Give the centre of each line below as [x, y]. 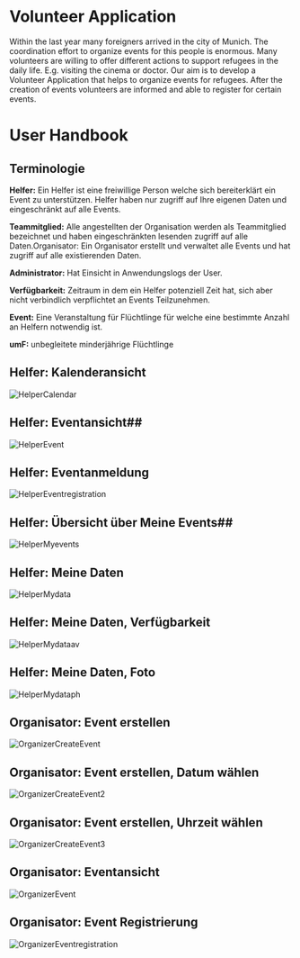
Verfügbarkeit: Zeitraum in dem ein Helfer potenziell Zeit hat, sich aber [141, 290]
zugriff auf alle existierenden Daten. [75, 255]
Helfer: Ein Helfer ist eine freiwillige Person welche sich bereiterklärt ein [142, 190]
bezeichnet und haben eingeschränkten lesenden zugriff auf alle [129, 236]
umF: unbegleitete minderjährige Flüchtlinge [92, 344]
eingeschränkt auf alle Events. [65, 209]
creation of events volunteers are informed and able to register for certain [146, 89]
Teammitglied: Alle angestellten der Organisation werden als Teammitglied [148, 226]
